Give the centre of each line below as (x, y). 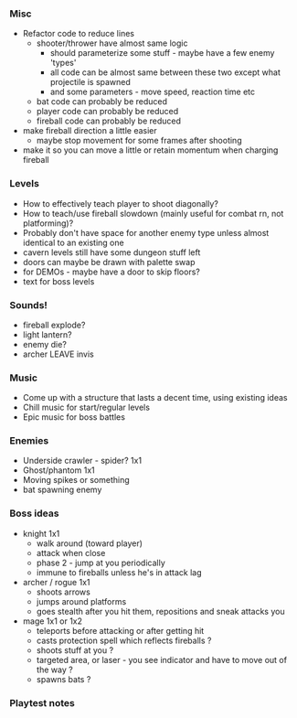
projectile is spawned (90, 82)
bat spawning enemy (62, 490)
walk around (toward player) (90, 543)
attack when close (71, 552)
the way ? (54, 670)
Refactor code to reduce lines (79, 34)
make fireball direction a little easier (90, 131)
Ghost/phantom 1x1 (58, 470)
